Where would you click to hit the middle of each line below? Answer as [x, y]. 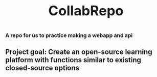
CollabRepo [86, 11]
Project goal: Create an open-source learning [79, 52]
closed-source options [42, 68]
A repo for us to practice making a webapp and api [69, 35]
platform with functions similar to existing [73, 60]
